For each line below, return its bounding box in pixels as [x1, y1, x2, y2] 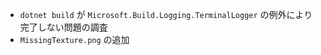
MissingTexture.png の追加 [19, 34, 130, 45]
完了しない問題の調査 [19, 21, 108, 33]
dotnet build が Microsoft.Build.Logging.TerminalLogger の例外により [19, 9, 313, 20]
